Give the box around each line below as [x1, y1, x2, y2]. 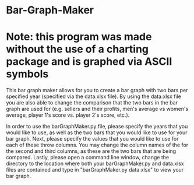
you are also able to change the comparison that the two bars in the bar [6, 99, 178, 106]
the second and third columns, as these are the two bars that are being [6, 148, 177, 155]
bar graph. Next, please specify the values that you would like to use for [6, 135, 179, 142]
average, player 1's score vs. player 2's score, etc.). [6, 111, 130, 118]
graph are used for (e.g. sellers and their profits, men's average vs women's [6, 106, 189, 113]
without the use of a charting [6, 43, 149, 56]
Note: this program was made [6, 30, 152, 44]
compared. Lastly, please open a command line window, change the [6, 154, 170, 161]
